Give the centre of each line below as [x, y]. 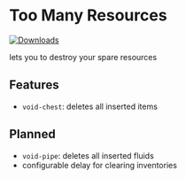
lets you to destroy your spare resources [83, 57]
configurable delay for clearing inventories [99, 165]
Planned [32, 134]
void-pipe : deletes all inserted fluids [88, 155]
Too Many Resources [88, 16]
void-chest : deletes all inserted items [89, 106]
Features [34, 85]
